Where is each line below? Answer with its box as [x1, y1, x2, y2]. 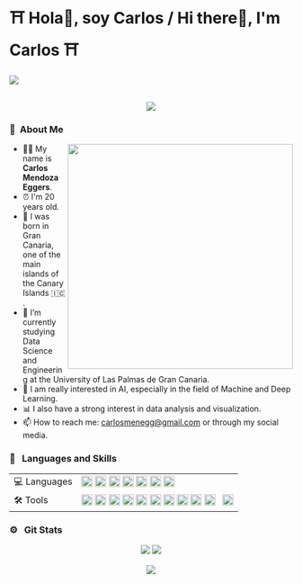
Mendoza [22, 172, 59, 184]
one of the [22, 249, 61, 260]
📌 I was [22, 211, 50, 222]
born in [22, 220, 49, 231]
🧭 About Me [9, 122, 65, 135]
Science [22, 346, 53, 356]
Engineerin [22, 364, 63, 375]
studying [22, 327, 56, 337]
